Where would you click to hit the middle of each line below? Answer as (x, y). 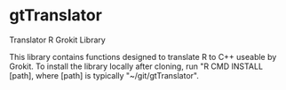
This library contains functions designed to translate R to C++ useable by (143, 56)
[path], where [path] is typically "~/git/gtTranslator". (104, 75)
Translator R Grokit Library (58, 40)
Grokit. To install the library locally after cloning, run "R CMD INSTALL (136, 66)
